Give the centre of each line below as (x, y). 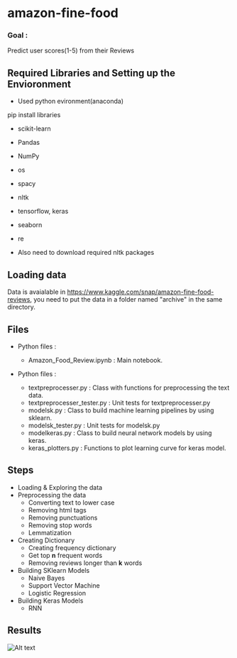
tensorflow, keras (43, 212)
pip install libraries (34, 115)
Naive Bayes (46, 578)
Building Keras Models (50, 601)
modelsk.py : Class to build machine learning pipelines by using (121, 410)
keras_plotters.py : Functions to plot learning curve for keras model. (127, 448)
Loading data (37, 275)
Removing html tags (57, 510)
